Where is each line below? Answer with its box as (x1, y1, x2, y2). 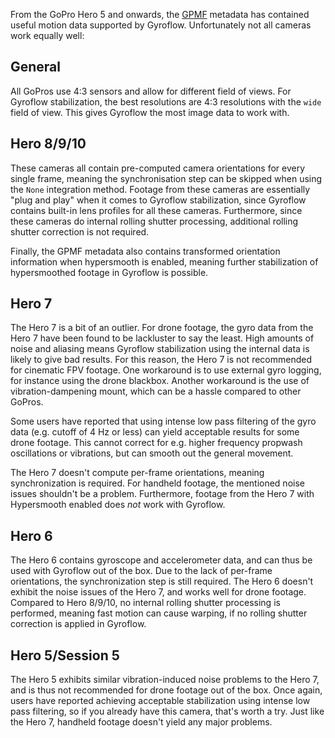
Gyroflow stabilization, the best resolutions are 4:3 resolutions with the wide (10, 95, 322, 108)
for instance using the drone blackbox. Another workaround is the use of (10, 375, 310, 387)
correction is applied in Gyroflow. (10, 618, 147, 630)
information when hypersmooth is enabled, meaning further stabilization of (10, 255, 319, 268)
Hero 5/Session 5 (10, 647, 120, 664)
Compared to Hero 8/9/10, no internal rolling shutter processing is (10, 597, 281, 609)
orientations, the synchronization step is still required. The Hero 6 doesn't (10, 575, 314, 588)
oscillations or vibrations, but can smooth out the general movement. (10, 447, 294, 459)
